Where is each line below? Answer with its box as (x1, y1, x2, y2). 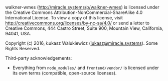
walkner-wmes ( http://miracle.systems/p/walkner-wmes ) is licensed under (5, 4, 159, 10)
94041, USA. (5, 31, 32, 36)
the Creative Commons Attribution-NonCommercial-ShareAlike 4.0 (5, 9, 143, 15)
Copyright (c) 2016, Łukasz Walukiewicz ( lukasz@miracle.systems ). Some (5, 40, 158, 46)
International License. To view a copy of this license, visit (5, 15, 123, 20)
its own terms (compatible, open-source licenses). (12, 70, 117, 76)
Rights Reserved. (5, 46, 41, 51)
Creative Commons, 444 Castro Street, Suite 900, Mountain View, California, (5, 25, 163, 31)
